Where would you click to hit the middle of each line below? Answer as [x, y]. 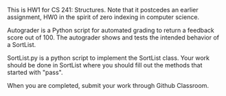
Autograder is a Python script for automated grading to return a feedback [111, 30]
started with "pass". [35, 72]
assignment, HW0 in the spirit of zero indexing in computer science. [103, 17]
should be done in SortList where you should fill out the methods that [105, 65]
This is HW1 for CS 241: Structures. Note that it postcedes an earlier [103, 10]
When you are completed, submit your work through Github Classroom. [108, 85]
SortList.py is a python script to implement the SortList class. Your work [108, 58]
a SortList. [22, 45]
